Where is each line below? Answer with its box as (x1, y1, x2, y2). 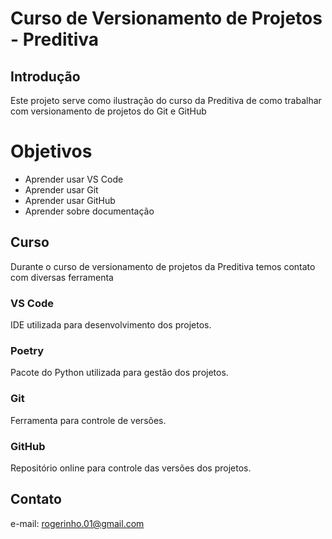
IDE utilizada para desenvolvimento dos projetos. (10, 319, 212, 331)
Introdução (10, 68, 81, 85)
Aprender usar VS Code (24, 173, 124, 185)
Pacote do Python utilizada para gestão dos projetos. (10, 367, 229, 379)
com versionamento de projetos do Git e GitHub (10, 105, 207, 117)
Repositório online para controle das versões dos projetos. (10, 462, 252, 474)
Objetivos (10, 140, 93, 163)
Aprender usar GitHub (24, 194, 116, 206)
